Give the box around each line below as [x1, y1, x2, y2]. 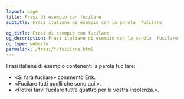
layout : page [6, 8, 38, 15]
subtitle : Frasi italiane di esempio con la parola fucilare [6, 19, 162, 25]
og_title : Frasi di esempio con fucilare [6, 30, 110, 36]
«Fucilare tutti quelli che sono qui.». [14, 80, 101, 87]
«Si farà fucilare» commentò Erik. [14, 74, 96, 81]
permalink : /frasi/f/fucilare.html [6, 46, 94, 53]
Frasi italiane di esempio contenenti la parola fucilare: [6, 62, 136, 69]
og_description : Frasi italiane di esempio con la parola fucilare [6, 36, 178, 42]
